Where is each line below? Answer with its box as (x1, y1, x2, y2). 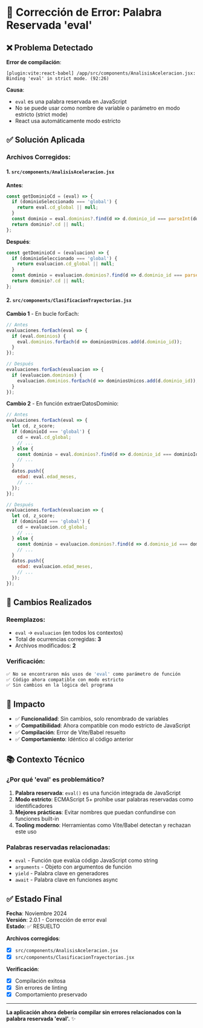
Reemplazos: (6, 615, 45, 624)
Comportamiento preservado (14, 991, 88, 998)
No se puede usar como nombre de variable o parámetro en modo (14, 104, 180, 112)
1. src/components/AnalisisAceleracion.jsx (6, 168, 115, 175)
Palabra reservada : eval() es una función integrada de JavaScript (14, 789, 181, 796)
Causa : (6, 86, 25, 93)
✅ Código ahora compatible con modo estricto (6, 676, 124, 683)
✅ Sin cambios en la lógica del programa (6, 682, 114, 689)
